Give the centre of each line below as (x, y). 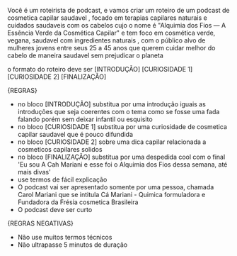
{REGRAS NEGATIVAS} (41, 223)
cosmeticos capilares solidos (60, 149)
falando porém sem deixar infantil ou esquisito (85, 119)
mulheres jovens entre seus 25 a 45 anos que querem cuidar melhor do (111, 48)
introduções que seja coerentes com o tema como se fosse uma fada (118, 112)
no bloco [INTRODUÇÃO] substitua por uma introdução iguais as (112, 104)
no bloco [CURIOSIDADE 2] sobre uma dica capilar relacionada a (112, 142)
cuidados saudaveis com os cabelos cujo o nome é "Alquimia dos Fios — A (117, 25)
